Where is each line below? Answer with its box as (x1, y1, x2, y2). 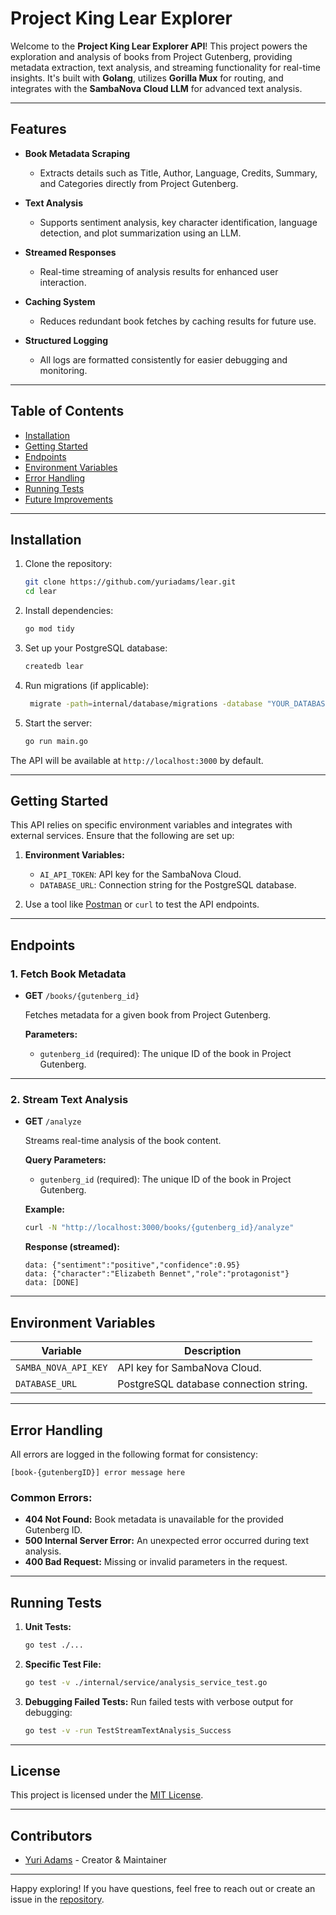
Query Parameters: (24, 1154, 107, 1166)
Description (184, 1344, 242, 1358)
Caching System (24, 295, 96, 307)
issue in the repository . (10, 1893, 105, 1906)
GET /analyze (24, 1115, 82, 1127)
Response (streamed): (24, 1241, 120, 1253)
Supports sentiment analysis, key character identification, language (39, 216, 318, 228)
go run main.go (24, 736, 89, 746)
